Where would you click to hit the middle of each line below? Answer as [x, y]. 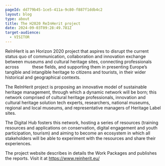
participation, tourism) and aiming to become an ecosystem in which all [78, 133]
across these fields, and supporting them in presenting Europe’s [76, 66]
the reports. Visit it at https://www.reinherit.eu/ [52, 158]
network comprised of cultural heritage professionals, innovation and [75, 97]
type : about [17, 19]
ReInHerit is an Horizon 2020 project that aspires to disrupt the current [77, 51]
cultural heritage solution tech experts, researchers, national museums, [78, 102]
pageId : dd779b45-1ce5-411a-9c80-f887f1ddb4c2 [54, 10]
